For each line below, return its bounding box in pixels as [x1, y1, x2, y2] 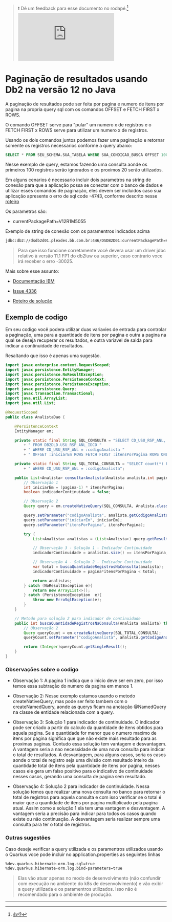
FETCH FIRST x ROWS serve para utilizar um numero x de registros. [5, 127, 148, 133]
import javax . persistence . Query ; [5, 386, 77, 391]
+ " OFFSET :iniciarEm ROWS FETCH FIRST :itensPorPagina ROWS [24, 452, 159, 457]
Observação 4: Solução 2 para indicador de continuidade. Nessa [12, 783, 150, 789]
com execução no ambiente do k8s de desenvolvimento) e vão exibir [17, 881, 163, 887]
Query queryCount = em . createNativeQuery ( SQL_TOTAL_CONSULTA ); [24, 630, 161, 635]
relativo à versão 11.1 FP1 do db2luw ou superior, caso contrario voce [17, 253, 163, 259]
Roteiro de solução [12, 298, 53, 304]
